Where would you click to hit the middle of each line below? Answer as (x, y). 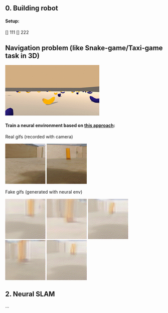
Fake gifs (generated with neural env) (44, 192)
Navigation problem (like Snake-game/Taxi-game (84, 48)
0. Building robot (32, 8)
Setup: (12, 21)
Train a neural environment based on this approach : (60, 125)
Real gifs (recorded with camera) (39, 136)
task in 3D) (23, 55)
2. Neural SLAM (30, 294)
